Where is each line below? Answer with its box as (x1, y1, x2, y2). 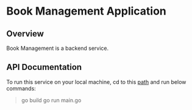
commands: (6, 84, 37, 92)
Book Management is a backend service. (6, 44, 109, 52)
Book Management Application (6, 4, 166, 18)
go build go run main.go (21, 96, 82, 104)
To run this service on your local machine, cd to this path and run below (6, 78, 187, 86)
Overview (6, 29, 44, 39)
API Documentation (6, 62, 82, 72)
